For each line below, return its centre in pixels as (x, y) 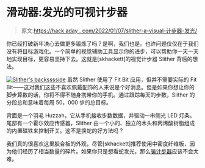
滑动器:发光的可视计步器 (67, 13)
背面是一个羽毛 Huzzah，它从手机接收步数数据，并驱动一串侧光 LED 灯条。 (101, 115)
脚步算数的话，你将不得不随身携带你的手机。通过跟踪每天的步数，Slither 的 (101, 95)
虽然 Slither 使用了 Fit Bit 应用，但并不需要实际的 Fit (132, 79)
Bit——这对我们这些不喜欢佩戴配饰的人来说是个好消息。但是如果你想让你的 (101, 87)
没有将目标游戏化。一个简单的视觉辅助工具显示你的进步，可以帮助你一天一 (100, 51)
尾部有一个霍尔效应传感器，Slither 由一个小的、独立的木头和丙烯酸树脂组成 (101, 123)
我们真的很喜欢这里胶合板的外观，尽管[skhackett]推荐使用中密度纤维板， (98, 144)
